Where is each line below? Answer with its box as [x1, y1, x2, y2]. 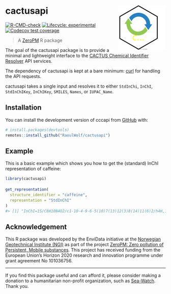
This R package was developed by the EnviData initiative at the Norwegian [5, 236, 161, 242]
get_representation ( [5, 187, 49, 192]
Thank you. [5, 283, 29, 289]
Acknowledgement [5, 222, 67, 231]
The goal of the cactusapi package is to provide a [5, 47, 109, 53]
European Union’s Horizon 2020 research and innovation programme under [5, 252, 163, 258]
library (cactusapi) [5, 176, 47, 181]
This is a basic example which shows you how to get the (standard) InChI [5, 161, 159, 167]
